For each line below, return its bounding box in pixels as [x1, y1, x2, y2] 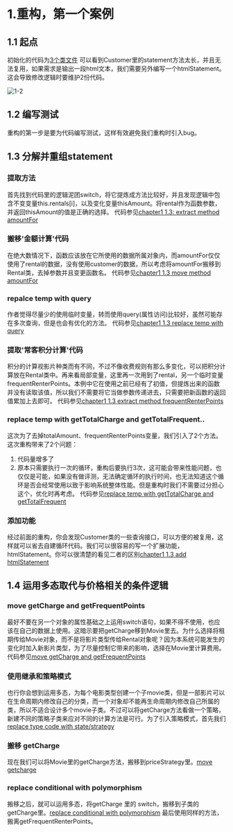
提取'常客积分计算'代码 [7, 345, 83, 355]
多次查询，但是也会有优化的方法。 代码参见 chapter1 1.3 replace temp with [12, 319, 224, 327]
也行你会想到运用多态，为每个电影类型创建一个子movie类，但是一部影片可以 [7, 688, 225, 697]
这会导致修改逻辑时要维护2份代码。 [7, 73, 109, 81]
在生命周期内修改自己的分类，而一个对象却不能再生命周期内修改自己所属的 [7, 697, 220, 705]
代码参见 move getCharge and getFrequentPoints [7, 652, 146, 661]
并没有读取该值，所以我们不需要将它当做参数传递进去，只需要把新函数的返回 [7, 388, 226, 397]
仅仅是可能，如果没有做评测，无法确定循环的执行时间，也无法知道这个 [17, 472, 218, 480]
